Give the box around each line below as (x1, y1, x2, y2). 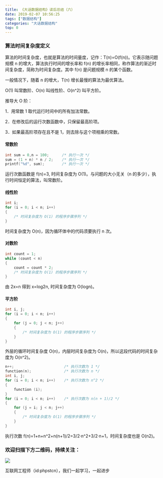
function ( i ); (14, 387, 42, 392)
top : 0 (5, 25, 19, 30)
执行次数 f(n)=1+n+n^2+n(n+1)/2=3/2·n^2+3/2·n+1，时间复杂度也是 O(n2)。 (5, 433, 158, 439)
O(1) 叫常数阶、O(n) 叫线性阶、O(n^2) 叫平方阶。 (5, 88, 103, 94)
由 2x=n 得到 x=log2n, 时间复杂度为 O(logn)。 (5, 284, 97, 289)
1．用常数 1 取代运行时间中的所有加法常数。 (5, 108, 93, 114)
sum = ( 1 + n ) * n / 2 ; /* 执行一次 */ (5, 157, 90, 162)
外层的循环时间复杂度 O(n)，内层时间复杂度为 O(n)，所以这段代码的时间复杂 (5, 348, 158, 354)
